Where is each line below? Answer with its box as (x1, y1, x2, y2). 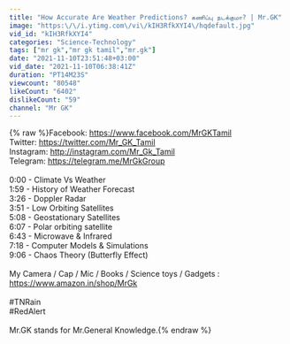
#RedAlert (9, 306, 46, 317)
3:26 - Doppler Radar (9, 194, 87, 204)
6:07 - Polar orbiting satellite (9, 222, 113, 233)
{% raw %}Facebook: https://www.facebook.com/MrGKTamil (9, 127, 233, 138)
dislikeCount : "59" (9, 95, 81, 104)
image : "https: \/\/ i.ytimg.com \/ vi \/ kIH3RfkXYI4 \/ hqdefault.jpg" (9, 21, 255, 30)
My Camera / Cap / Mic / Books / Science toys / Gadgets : (9, 269, 220, 279)
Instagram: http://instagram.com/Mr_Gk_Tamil (9, 147, 175, 157)
